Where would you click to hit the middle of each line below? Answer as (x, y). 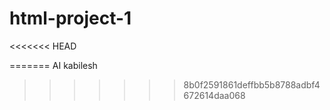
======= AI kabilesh (53, 65)
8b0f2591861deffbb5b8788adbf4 (252, 84)
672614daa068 (214, 95)
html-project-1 (70, 18)
